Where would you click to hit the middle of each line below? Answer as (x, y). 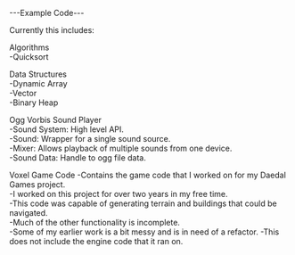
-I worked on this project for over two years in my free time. (119, 194)
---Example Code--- (47, 13)
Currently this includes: (52, 30)
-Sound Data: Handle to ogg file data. (78, 158)
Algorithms (29, 47)
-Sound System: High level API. (67, 129)
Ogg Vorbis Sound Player (56, 120)
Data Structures (38, 74)
